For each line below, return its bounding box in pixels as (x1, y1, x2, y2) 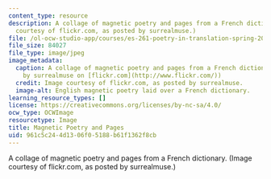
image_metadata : (8, 57, 63, 65)
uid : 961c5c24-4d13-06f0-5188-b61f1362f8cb (8, 131, 157, 139)
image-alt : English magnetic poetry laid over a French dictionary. (15, 86, 251, 95)
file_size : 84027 (8, 42, 67, 50)
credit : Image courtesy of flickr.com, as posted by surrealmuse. (15, 79, 244, 87)
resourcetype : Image (8, 116, 78, 124)
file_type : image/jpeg (8, 49, 85, 57)
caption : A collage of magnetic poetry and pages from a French (15, 64, 236, 72)
